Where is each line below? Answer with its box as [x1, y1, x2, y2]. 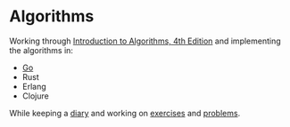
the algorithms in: [9, 44, 74, 55]
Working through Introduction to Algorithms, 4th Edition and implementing [9, 36, 281, 46]
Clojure [21, 91, 49, 101]
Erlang [21, 81, 46, 91]
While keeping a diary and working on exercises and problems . [9, 107, 241, 118]
